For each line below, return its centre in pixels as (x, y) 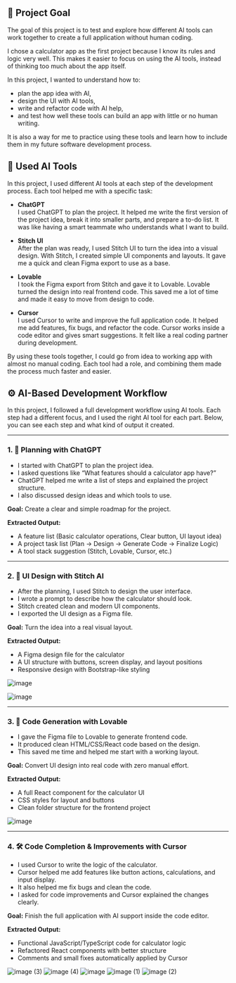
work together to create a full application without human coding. (100, 37)
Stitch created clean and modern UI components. (88, 607)
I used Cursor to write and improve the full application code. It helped (118, 320)
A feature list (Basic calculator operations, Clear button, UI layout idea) (119, 536)
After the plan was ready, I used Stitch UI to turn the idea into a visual (118, 248)
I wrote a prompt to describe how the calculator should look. (105, 599)
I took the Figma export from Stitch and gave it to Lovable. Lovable (114, 284)
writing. (28, 123)
